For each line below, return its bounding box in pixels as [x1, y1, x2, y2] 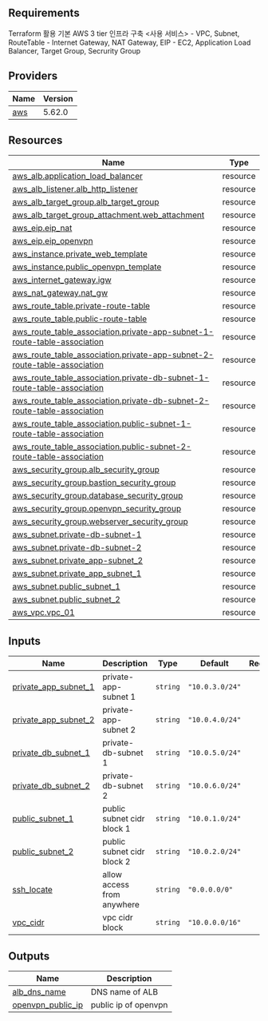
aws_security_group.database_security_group [12, 491, 183, 502]
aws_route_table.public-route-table [12, 313, 148, 324]
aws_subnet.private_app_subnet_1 [12, 568, 142, 579]
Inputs [8, 634, 41, 648]
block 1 [102, 823, 131, 834]
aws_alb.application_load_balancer [12, 171, 144, 182]
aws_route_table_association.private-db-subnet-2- [12, 395, 210, 407]
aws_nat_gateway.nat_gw [12, 288, 108, 299]
